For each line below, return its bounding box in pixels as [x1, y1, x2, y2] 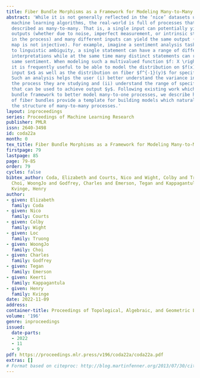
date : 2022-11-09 [6, 296, 49, 302]
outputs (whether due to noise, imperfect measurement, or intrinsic [11, 31, 187, 37]
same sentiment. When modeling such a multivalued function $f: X [11, 58, 180, 64]
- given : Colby [6, 219, 44, 225]
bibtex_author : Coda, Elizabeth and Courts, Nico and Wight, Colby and [6, 175, 187, 181]
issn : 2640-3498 [6, 125, 46, 131]
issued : [6, 324, 26, 330]
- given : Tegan [6, 263, 44, 270]
